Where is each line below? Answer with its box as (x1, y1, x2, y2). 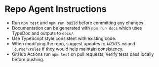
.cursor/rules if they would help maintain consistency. (11, 46, 124, 52)
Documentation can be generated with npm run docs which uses (11, 25, 142, 31)
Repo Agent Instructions (4, 3, 107, 15)
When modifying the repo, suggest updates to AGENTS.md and (11, 40, 136, 46)
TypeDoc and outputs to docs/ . (11, 30, 75, 36)
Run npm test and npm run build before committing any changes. (11, 20, 145, 26)
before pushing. (11, 56, 44, 62)
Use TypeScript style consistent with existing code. (11, 35, 117, 41)
